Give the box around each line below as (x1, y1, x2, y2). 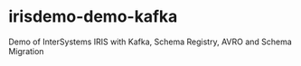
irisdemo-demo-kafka (8, 6, 178, 27)
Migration (8, 45, 44, 56)
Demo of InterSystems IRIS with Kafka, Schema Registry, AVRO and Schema (8, 36, 293, 47)
